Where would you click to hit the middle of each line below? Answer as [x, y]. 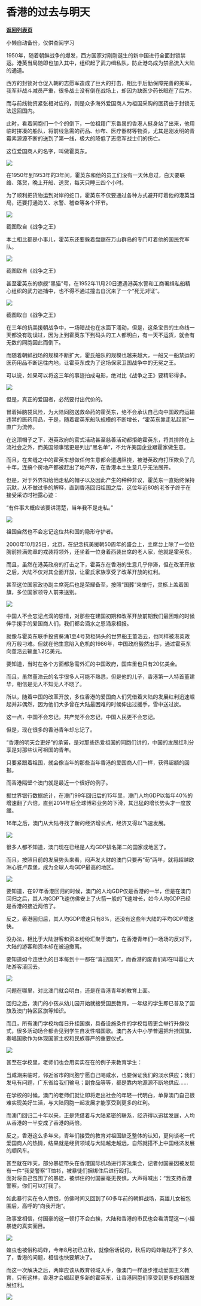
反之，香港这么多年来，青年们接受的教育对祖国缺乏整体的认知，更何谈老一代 [100, 1135]
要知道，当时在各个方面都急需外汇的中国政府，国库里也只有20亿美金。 [93, 664]
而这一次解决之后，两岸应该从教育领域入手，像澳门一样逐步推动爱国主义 [95, 1270]
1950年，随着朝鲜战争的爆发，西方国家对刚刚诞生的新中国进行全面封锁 [93, 55]
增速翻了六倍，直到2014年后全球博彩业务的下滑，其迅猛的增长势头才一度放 [99, 802]
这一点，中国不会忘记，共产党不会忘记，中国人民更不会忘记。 [82, 717]
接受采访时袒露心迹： [32, 495]
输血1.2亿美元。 [46, 651]
